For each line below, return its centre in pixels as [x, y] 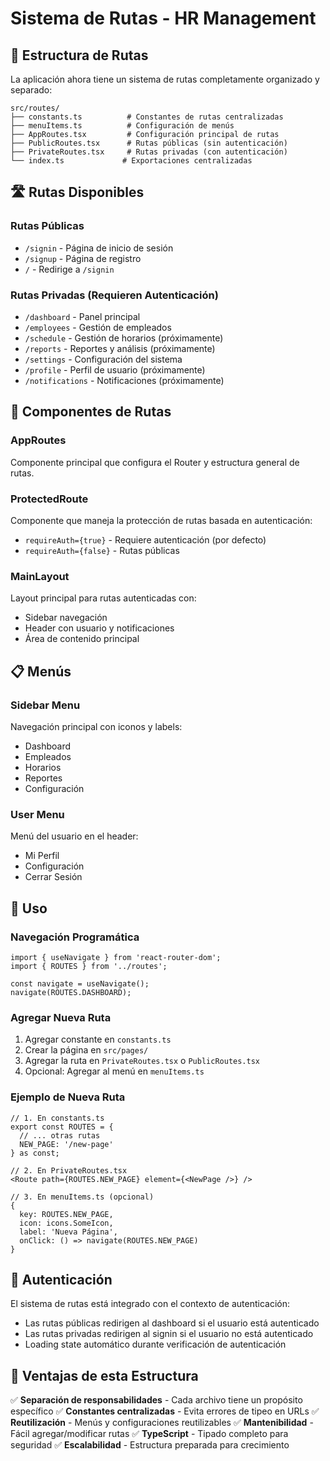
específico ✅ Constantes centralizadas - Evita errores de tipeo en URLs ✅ [165, 1411]
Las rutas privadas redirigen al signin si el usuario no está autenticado [169, 1334]
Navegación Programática [75, 937]
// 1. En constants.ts [57, 1118]
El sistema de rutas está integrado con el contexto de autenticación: [150, 1304]
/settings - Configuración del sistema [103, 359]
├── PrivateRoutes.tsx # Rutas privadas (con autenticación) [149, 152]
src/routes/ [35, 108]
